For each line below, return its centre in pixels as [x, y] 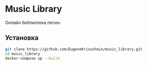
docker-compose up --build [32, 58]
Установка [22, 38]
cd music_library [23, 54]
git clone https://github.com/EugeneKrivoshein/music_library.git [74, 49]
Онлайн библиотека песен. [33, 22]
